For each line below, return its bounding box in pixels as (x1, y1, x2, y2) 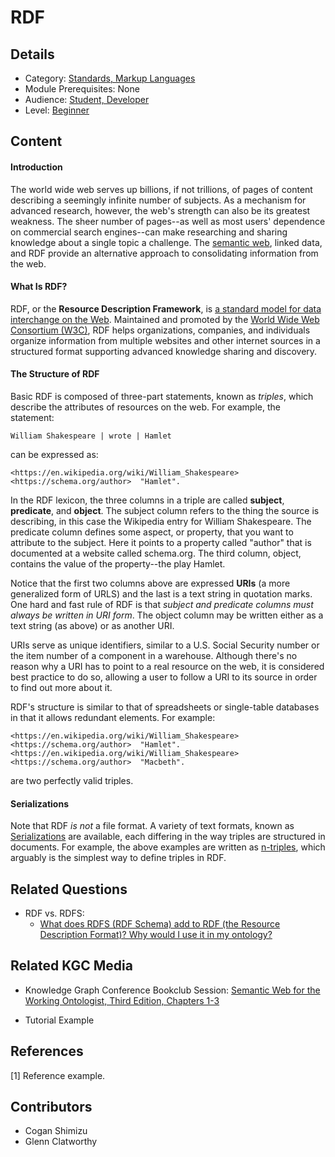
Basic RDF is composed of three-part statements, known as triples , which (10, 391, 314, 402)
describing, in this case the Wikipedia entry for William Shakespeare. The (10, 516, 312, 527)
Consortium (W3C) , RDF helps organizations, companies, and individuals (10, 324, 311, 336)
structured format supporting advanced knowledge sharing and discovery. (10, 345, 318, 357)
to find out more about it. (10, 682, 113, 693)
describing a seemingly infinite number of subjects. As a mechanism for (10, 194, 307, 206)
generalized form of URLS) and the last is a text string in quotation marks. (10, 588, 313, 600)
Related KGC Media (10, 957, 133, 975)
